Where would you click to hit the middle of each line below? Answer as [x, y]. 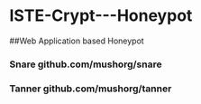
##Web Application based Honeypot [77, 41]
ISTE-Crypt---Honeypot [101, 16]
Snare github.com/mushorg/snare [86, 64]
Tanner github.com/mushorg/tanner [91, 89]
